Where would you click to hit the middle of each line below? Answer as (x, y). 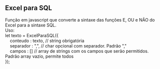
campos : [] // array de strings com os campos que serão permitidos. (79, 51)
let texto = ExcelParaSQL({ (32, 35)
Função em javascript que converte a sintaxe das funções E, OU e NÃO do (80, 20)
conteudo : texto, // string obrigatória (47, 41)
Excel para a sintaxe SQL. (31, 25)
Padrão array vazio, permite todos (39, 56)
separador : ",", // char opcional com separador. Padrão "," (68, 46)
